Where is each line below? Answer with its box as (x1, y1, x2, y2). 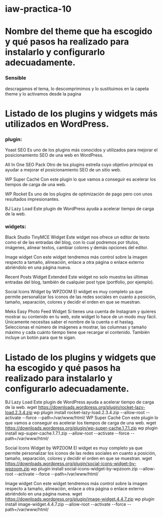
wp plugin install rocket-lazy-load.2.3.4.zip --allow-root (33, 410, 145, 416)
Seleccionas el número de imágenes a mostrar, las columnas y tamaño (5, 324, 147, 330)
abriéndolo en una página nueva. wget (5, 491, 82, 497)
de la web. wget (5, 404, 38, 410)
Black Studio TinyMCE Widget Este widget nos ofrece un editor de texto (5, 234, 150, 240)
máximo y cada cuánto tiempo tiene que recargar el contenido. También (5, 329, 150, 335)
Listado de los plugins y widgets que (5, 352, 156, 363)
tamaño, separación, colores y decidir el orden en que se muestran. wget (5, 455, 152, 461)
